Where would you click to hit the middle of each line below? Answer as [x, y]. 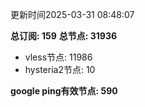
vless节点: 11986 [58, 57]
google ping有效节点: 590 [64, 91]
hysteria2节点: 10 [60, 69]
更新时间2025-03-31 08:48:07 [72, 14]
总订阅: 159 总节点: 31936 [64, 36]
